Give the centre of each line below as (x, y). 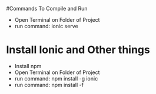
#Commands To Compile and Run (47, 9)
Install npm (28, 66)
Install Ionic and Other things (78, 50)
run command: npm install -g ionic (56, 78)
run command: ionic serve (46, 26)
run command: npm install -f (49, 85)
